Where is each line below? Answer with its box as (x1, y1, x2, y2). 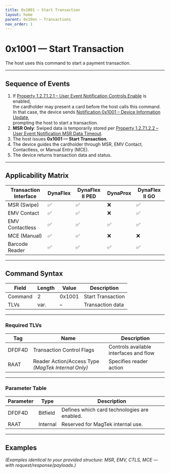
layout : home (5, 12, 33, 17)
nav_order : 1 (5, 21, 33, 27)
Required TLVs (5, 322, 42, 329)
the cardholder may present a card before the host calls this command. (12, 104, 161, 109)
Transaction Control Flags (32, 346, 95, 353)
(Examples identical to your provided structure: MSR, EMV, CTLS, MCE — (5, 457, 158, 463)
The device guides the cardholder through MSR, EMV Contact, (12, 141, 143, 147)
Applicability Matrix (5, 171, 69, 180)
